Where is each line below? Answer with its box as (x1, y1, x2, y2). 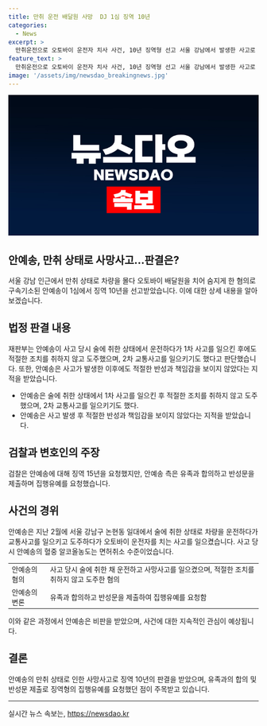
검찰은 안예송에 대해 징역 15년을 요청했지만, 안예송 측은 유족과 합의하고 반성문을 (8, 468, 255, 478)
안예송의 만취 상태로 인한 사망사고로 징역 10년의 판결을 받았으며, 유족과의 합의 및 (8, 674, 257, 684)
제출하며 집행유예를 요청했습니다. (8, 478, 111, 488)
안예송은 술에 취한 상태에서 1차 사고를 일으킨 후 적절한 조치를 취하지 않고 (19, 390, 244, 400)
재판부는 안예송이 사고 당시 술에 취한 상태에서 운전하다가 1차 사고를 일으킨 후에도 (8, 344, 257, 353)
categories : (8, 21, 48, 29)
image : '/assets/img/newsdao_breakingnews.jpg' (8, 72, 169, 80)
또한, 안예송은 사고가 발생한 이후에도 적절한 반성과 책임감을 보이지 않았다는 (18, 363, 250, 373)
